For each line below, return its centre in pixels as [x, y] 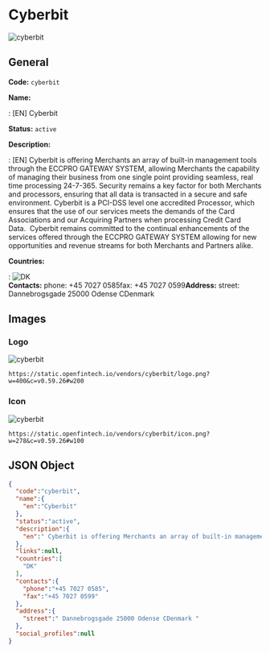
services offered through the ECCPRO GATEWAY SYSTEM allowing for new [133, 237]
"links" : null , [39, 552]
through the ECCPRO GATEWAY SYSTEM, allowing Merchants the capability [134, 168]
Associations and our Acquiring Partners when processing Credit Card [125, 220]
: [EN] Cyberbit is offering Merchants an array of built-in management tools [133, 159]
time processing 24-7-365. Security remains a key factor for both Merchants [135, 185]
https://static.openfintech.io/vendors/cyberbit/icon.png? [109, 434]
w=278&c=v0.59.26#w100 [46, 440]
